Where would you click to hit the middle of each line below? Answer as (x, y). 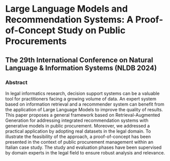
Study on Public (91, 30)
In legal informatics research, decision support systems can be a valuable (82, 93)
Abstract (17, 82)
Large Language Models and (67, 9)
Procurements (36, 41)
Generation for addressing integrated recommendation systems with (77, 120)
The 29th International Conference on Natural (79, 60)
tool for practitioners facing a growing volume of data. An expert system (81, 99)
